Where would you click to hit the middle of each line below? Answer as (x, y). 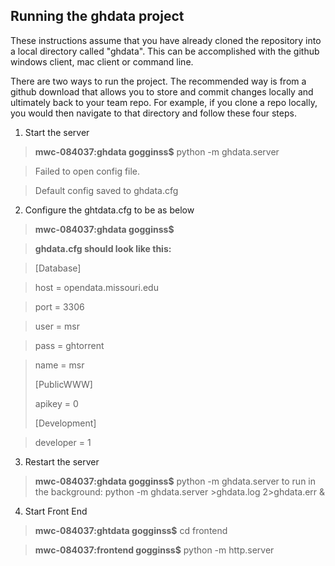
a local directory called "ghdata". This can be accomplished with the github (165, 51)
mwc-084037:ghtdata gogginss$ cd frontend (131, 530)
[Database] (58, 268)
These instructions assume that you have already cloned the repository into (166, 40)
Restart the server (62, 461)
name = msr (59, 365)
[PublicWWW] (63, 384)
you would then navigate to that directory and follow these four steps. (153, 113)
